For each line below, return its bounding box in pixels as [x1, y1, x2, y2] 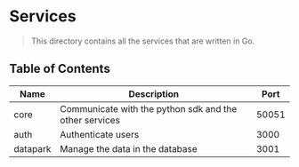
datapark [13, 142, 52, 155]
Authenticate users [60, 128, 140, 140]
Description [128, 87, 180, 99]
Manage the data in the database [60, 142, 198, 155]
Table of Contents [9, 61, 111, 76]
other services [60, 114, 120, 126]
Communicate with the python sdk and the [60, 102, 238, 115]
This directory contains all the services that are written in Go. [30, 36, 255, 46]
